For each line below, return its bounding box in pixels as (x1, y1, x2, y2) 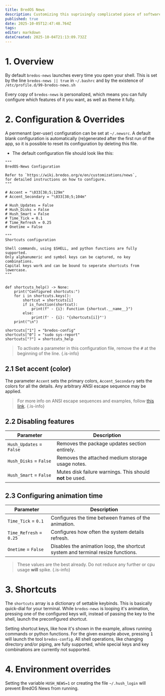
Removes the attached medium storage (56, 454, 147, 461)
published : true (5, 16, 38, 21)
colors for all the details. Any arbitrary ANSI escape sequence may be (5, 383, 146, 389)
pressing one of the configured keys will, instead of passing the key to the (5, 611, 155, 617)
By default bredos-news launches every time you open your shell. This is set (5, 72, 157, 78)
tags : (5, 26, 16, 31)
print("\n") (14, 319, 38, 324)
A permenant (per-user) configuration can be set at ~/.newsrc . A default (5, 130, 151, 136)
